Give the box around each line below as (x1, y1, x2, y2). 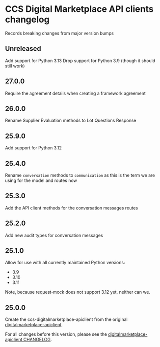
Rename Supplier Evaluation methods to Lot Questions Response (5, 117, 136, 124)
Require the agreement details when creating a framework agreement (5, 90, 146, 96)
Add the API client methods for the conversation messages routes (5, 205, 138, 210)
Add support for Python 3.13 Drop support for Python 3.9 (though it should (5, 58, 156, 64)
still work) (5, 63, 25, 69)
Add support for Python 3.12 (5, 145, 62, 151)
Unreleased (5, 44, 42, 53)
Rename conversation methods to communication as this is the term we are (5, 173, 155, 178)
